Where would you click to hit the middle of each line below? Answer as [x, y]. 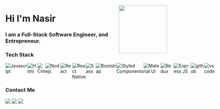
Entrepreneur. [23, 41]
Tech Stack [20, 55]
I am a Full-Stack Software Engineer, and [57, 35]
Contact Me [20, 90]
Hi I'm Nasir [31, 19]
